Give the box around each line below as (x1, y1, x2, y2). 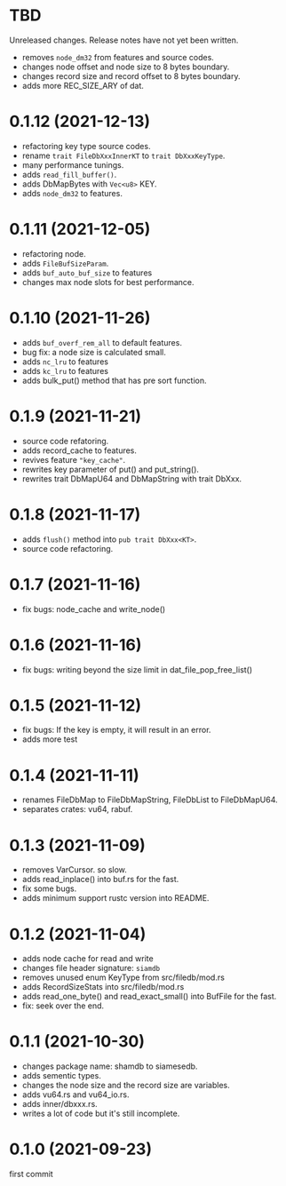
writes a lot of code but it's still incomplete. (21, 1108, 180, 1119)
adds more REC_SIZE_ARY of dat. (21, 80, 145, 91)
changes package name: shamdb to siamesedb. (21, 1061, 198, 1071)
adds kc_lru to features (21, 365, 109, 376)
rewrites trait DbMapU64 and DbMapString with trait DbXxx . (21, 473, 242, 484)
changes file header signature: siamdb (21, 963, 161, 974)
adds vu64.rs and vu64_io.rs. (21, 1089, 131, 1100)
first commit (9, 1169, 53, 1180)
